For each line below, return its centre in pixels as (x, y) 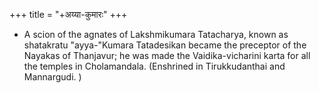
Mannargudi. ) (52, 77)
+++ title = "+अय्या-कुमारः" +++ (68, 14)
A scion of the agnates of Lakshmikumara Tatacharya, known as (156, 34)
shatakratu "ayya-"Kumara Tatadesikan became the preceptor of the (165, 45)
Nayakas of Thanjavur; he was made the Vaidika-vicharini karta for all (167, 55)
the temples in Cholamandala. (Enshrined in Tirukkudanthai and (154, 66)
